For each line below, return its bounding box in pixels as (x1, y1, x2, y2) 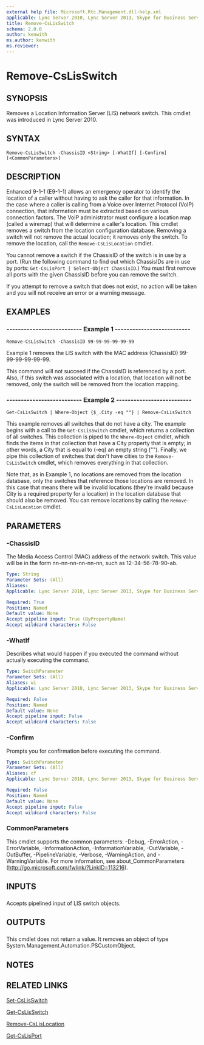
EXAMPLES (6, 306, 50, 317)
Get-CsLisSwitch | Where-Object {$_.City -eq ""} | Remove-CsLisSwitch (6, 409, 191, 416)
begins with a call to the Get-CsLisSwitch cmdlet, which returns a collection (6, 427, 194, 434)
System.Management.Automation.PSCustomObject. (6, 942, 135, 949)
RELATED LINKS (6, 980, 68, 991)
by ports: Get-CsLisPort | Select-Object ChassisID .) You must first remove (6, 264, 196, 272)
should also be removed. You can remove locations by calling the (6, 497, 169, 504)
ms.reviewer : (6, 43, 39, 49)
